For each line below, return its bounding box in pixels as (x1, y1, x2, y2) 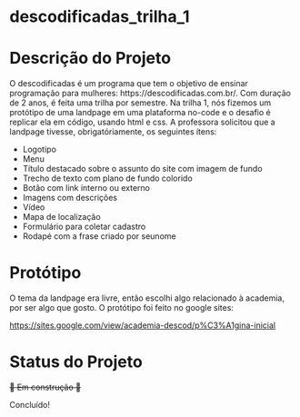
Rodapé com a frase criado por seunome (22, 231, 176, 242)
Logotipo (22, 144, 57, 155)
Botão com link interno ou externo (22, 183, 150, 194)
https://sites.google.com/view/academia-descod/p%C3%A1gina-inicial (9, 320, 275, 331)
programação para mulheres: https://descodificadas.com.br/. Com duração (9, 88, 291, 99)
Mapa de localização (22, 212, 102, 223)
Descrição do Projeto (9, 48, 171, 69)
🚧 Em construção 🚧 (9, 382, 82, 392)
